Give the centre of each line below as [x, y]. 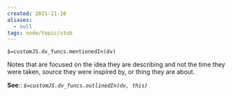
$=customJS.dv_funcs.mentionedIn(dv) [62, 52]
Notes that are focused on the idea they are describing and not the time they [116, 65]
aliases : [20, 20]
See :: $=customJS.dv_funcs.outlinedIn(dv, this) [78, 85]
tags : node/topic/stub [40, 33]
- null [23, 26]
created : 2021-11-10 [37, 13]
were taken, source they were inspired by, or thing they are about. [101, 72]
